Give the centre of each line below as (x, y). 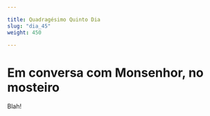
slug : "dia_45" (29, 26)
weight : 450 (24, 32)
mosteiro (34, 87)
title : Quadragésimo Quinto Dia (54, 19)
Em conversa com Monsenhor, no (106, 72)
